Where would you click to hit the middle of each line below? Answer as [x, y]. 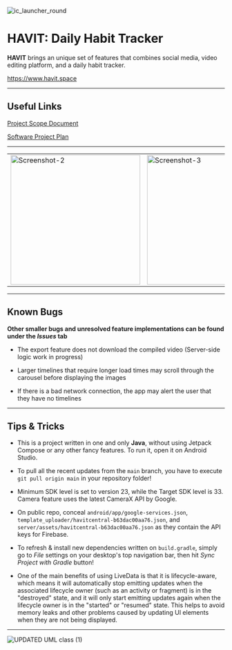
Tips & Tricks [36, 426]
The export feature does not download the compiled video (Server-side [119, 350]
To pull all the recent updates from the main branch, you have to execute [119, 471]
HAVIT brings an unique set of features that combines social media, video [112, 57]
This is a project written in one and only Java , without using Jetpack [114, 443]
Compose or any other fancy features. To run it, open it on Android [112, 450]
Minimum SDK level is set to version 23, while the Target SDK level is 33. [120, 492]
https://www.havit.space [42, 78]
